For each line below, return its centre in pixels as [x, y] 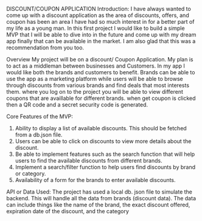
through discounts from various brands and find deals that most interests [98, 85]
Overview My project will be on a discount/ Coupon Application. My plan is [100, 59]
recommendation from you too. [45, 47]
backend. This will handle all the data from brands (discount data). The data [101, 198]
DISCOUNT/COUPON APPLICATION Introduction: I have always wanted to [99, 9]
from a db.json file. [39, 135]
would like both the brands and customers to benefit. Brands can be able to [101, 72]
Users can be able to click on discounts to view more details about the [103, 141]
